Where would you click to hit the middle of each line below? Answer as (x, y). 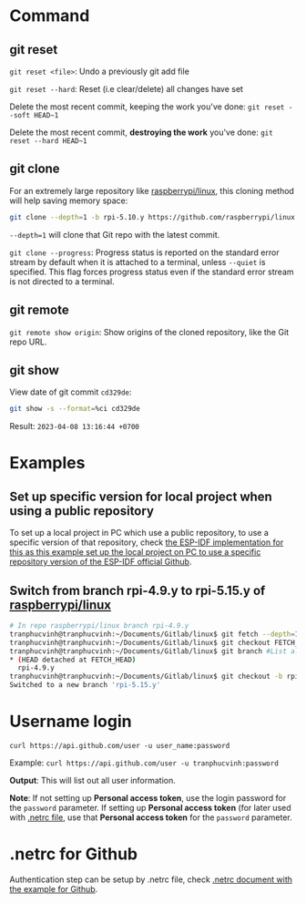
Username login (71, 722)
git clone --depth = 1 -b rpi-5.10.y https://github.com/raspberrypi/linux (153, 217)
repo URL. (28, 342)
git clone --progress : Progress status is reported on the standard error (144, 252)
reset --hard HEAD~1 (49, 141)
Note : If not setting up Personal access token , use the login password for (148, 797)
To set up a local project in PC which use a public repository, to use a (139, 533)
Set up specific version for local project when (141, 496)
